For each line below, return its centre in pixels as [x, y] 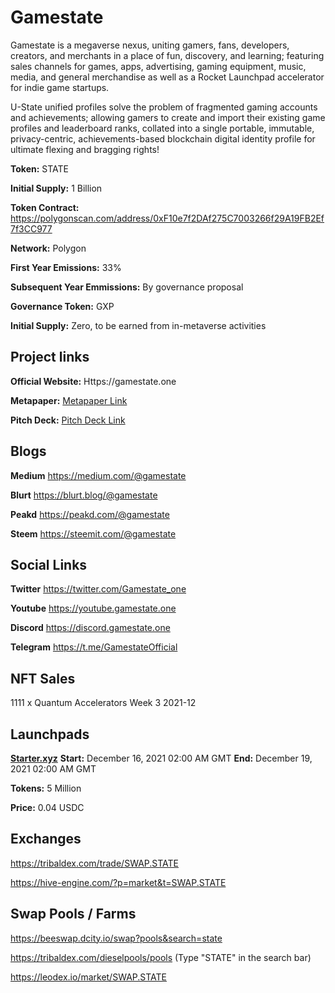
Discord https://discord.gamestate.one [90, 628]
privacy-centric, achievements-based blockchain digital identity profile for [163, 138]
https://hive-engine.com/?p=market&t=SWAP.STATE [118, 882]
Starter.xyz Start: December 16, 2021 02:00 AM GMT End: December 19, [161, 758]
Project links [50, 357]
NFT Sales [43, 678]
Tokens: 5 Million [46, 788]
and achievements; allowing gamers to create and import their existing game [168, 117]
